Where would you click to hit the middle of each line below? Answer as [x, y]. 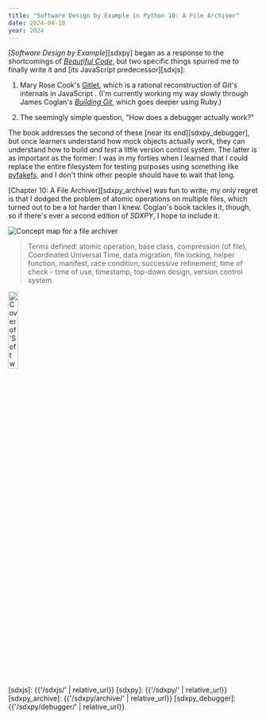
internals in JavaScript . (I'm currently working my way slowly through [134, 94]
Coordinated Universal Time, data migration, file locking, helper [131, 255]
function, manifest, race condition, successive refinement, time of [135, 264]
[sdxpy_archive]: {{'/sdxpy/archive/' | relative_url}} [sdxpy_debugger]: [122, 698]
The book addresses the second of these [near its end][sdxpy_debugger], [129, 133]
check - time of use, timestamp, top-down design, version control [135, 272]
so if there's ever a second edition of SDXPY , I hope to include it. [114, 216]
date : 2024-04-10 [37, 23]
